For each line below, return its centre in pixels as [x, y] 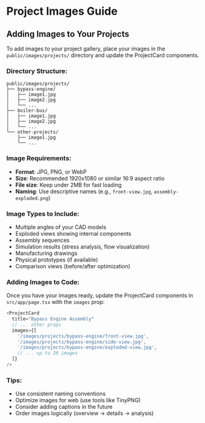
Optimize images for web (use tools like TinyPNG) [78, 400]
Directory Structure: [37, 71]
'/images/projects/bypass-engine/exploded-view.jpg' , [87, 347]
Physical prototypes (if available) [57, 260]
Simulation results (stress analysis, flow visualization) [82, 246]
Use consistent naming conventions [60, 394]
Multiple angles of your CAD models [61, 227]
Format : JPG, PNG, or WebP [51, 172]
